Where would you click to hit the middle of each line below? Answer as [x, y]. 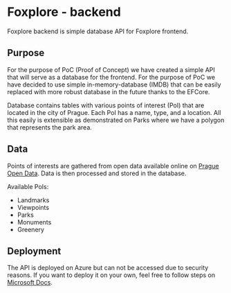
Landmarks [33, 200]
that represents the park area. [49, 127]
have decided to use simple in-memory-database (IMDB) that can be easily [114, 85]
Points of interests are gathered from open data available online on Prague [113, 166]
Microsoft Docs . [30, 283]
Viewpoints [33, 207]
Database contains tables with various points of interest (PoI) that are [106, 105]
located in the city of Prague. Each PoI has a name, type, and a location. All [114, 112]
